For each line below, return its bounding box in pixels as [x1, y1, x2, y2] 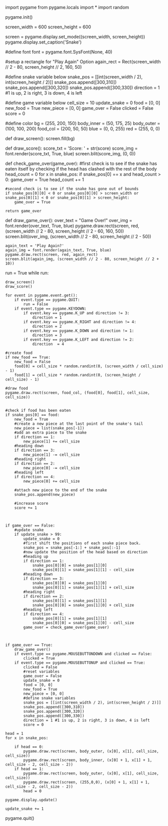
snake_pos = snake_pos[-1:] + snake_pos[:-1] [23, 545, 121, 550]
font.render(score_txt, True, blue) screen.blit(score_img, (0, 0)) [5, 151, 136, 156]
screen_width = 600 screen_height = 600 [5, 24, 91, 30]
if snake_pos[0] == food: [5, 412, 60, 417]
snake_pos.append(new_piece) [14, 492, 76, 497]
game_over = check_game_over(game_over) [23, 625, 109, 630]
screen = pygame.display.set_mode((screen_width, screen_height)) [5, 34, 145, 39]
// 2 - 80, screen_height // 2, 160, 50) [5, 64, 82, 70]
